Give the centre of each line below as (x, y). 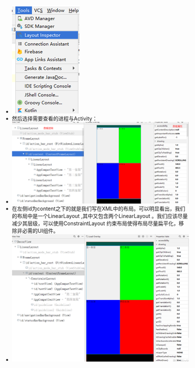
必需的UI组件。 (40, 231)
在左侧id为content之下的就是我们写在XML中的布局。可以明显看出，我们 (98, 209)
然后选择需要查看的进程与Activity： (54, 118)
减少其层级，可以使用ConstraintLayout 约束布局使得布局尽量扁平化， (95, 223)
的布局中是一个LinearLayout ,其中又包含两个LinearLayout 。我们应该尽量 (100, 216)
